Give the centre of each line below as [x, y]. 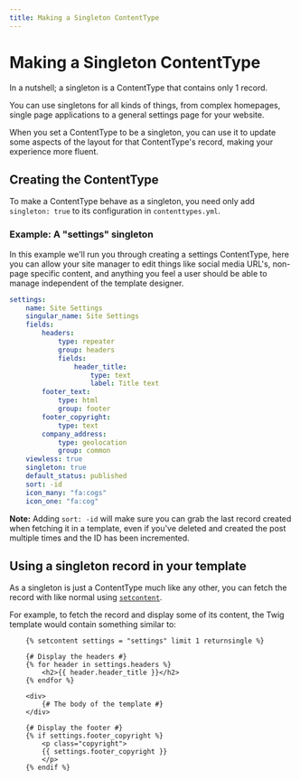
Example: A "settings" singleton [81, 234]
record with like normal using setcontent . [86, 597]
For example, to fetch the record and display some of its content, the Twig [147, 615]
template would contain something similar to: [93, 625]
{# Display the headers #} [76, 657]
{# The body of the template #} [103, 705]
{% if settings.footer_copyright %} [95, 736]
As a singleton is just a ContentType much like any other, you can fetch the [148, 587]
